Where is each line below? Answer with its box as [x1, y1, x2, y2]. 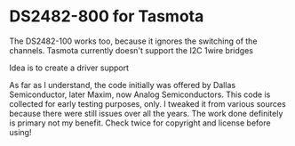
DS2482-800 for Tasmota [9, 6, 204, 27]
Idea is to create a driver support [9, 62, 130, 73]
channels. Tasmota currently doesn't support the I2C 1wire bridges [9, 45, 253, 55]
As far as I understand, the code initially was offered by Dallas [9, 79, 236, 90]
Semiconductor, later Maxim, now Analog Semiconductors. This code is [9, 89, 271, 100]
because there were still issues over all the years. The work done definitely [9, 108, 283, 118]
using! [9, 126, 32, 137]
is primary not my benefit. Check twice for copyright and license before [9, 118, 271, 128]
